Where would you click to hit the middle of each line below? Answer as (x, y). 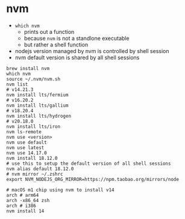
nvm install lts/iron (33, 126)
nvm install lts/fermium (37, 95)
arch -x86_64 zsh (28, 200)
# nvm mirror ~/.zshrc (35, 174)
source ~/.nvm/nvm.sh (33, 79)
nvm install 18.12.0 (32, 158)
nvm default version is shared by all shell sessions (77, 57)
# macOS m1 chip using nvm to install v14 (60, 190)
